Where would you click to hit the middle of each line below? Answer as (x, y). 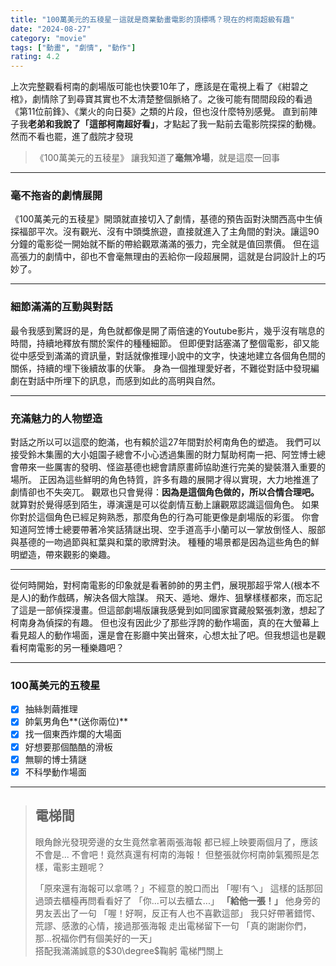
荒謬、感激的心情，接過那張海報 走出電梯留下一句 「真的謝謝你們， (173, 925)
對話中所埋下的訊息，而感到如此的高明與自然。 (124, 380)
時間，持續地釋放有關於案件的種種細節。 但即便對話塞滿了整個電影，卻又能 (165, 343)
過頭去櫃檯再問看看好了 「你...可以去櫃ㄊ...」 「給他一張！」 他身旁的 (177, 900)
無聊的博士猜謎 (55, 759)
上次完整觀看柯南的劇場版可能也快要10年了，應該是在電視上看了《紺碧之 (159, 87)
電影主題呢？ (79, 867)
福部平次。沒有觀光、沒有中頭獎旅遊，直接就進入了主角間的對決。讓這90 (169, 232)
